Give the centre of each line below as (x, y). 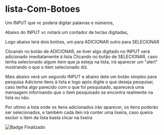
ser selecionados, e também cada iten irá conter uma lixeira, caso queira (79, 112)
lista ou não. (18, 98)
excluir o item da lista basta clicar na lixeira (49, 117)
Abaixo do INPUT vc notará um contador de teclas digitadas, (67, 32)
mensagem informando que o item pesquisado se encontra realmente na (79, 92)
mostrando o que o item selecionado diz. (47, 67)
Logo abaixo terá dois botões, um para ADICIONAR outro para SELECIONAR (82, 42)
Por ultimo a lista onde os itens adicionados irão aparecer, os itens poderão (82, 107)
